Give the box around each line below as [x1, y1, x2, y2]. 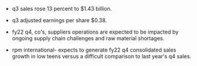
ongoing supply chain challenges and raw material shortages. [11, 35, 165, 41]
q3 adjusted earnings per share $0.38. [11, 17, 107, 23]
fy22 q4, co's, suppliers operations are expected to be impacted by [11, 28, 179, 35]
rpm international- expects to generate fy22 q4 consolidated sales [11, 46, 177, 53]
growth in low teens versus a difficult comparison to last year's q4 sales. [11, 53, 192, 59]
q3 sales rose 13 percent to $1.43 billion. [11, 5, 112, 12]
